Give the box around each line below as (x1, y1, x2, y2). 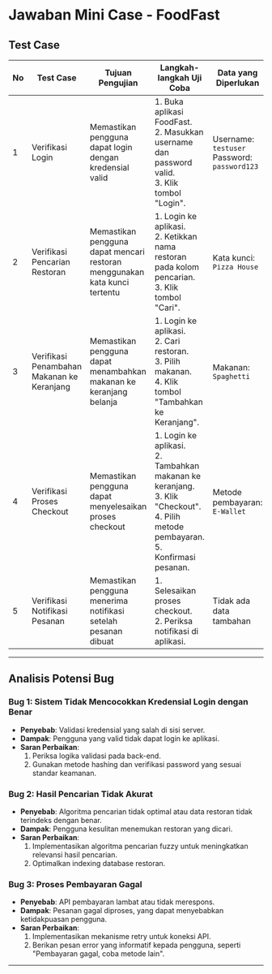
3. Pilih (155, 356, 181, 367)
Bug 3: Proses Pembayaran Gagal (8, 878, 143, 890)
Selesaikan (155, 585, 197, 596)
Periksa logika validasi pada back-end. (32, 751, 162, 761)
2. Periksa (155, 615, 193, 627)
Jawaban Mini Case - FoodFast (8, 6, 220, 24)
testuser (212, 144, 247, 153)
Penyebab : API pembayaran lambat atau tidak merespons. (19, 897, 215, 907)
